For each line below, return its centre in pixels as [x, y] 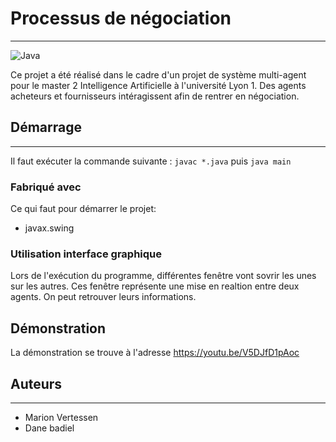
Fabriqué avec [46, 187]
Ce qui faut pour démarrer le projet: [83, 209]
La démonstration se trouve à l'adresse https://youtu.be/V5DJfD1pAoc [155, 353]
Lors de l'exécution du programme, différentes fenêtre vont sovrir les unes [163, 276]
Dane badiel [49, 428]
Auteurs [36, 383]
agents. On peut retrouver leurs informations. [103, 297]
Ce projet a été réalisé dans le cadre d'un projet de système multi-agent [158, 74]
